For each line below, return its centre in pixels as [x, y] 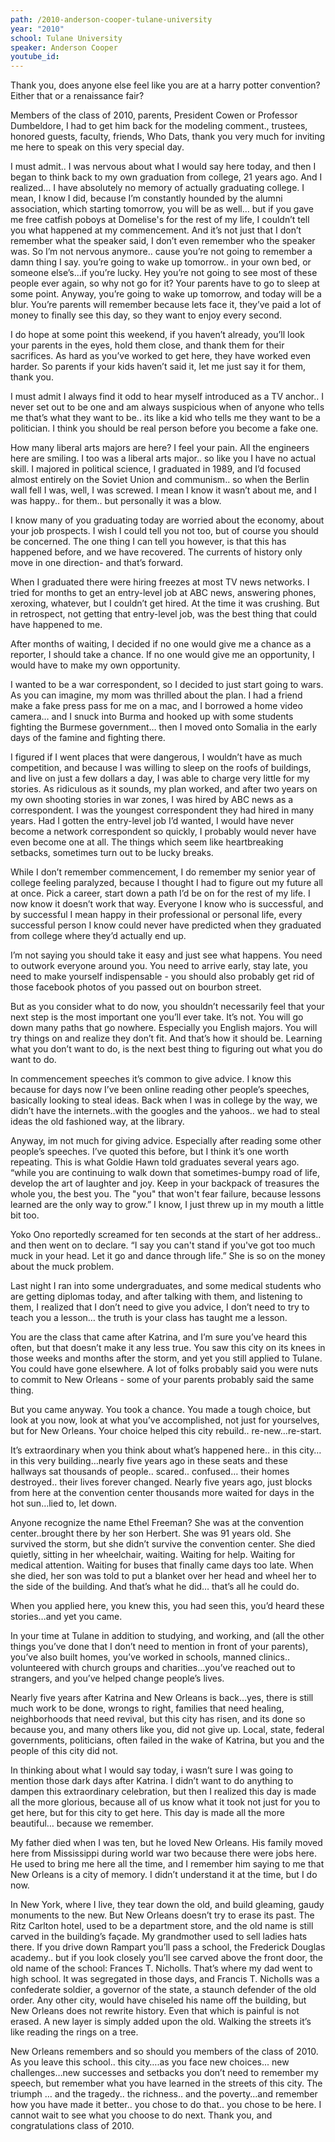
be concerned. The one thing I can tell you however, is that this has [148, 542]
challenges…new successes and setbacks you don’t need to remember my [164, 2073]
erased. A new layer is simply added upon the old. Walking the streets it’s [161, 2022]
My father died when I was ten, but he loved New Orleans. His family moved [166, 1843]
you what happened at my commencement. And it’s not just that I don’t [156, 230]
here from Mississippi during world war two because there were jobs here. [164, 1853]
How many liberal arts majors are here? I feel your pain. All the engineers [160, 448]
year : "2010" [37, 29]
